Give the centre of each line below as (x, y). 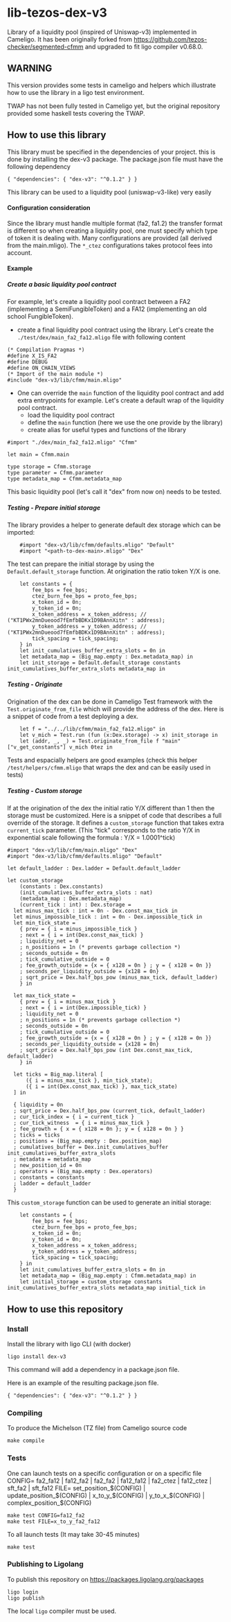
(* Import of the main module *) (55, 374)
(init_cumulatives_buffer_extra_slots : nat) (86, 893)
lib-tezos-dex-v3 (57, 13)
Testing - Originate (35, 684)
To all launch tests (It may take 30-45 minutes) (74, 1534)
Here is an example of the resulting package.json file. (83, 1382)
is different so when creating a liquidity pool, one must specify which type (112, 231)
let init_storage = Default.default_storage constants (100, 663)
